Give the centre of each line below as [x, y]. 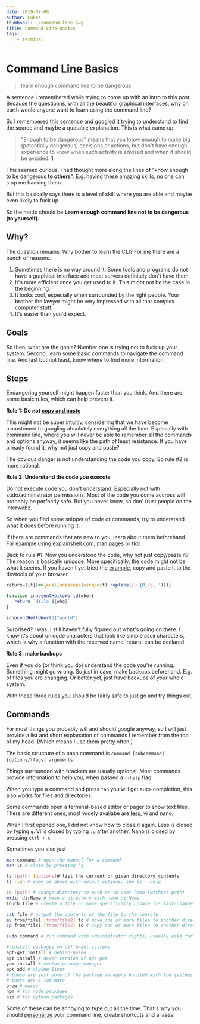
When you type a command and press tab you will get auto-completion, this [99, 789]
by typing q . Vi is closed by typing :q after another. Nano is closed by [91, 831]
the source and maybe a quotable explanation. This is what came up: [91, 127]
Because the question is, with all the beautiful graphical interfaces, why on [98, 103]
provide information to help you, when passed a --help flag [79, 777]
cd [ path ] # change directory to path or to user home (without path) [96, 893]
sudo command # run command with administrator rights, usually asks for [100, 936]
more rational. [23, 466]
